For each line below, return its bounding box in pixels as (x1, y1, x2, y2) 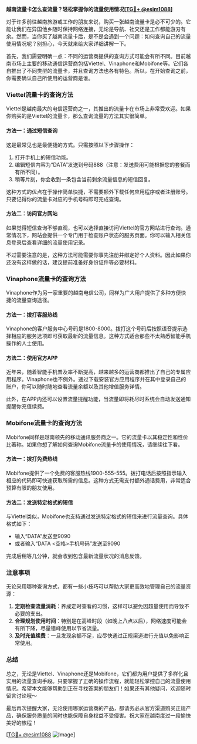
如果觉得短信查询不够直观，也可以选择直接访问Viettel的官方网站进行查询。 (6, 224, 186, 231)
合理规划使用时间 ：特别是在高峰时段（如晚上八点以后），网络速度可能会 (14, 617, 187, 624)
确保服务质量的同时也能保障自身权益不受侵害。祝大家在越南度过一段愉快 (16, 712, 191, 719)
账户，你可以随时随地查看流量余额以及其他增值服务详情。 (6, 383, 145, 390)
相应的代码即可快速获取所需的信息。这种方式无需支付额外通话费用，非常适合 (6, 476, 191, 483)
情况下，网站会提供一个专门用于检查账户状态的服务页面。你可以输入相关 (11, 231, 186, 238)
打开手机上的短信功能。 (14, 154, 72, 161)
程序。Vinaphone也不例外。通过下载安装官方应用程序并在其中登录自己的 (11, 376, 186, 383)
